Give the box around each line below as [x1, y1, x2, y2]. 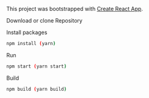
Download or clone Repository [6, 17, 82, 24]
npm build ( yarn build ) [6, 86, 67, 92]
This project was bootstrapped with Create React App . [6, 5, 144, 12]
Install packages [6, 29, 48, 36]
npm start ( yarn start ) [6, 63, 67, 69]
